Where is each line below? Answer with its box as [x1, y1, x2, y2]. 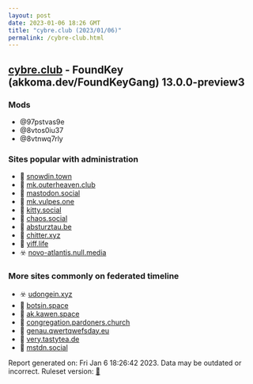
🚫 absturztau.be [19, 222, 73, 232]
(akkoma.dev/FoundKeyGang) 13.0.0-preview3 [8, 75, 245, 89]
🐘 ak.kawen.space [19, 309, 80, 318]
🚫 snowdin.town [19, 172, 73, 181]
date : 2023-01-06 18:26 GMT [8, 19, 101, 27]
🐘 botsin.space [19, 300, 69, 310]
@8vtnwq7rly [19, 134, 63, 143]
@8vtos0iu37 [19, 125, 64, 135]
